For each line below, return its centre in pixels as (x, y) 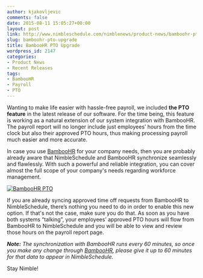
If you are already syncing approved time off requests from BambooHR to (98, 200)
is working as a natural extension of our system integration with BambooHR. (101, 120)
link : (14, 34)
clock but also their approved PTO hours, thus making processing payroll (97, 133)
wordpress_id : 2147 (31, 51)
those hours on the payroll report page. (55, 232)
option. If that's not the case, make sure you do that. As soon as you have (98, 213)
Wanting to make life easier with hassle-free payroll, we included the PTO (98, 107)
